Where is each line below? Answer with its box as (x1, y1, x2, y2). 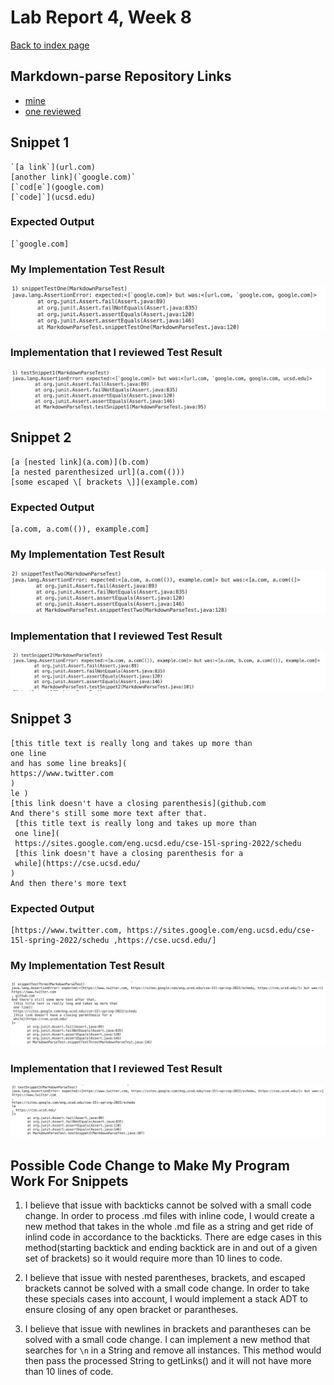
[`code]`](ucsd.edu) (10, 192, 97, 202)
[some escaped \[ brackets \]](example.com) (10, 477, 199, 487)
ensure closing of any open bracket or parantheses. (24, 1304, 239, 1316)
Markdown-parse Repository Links (10, 68, 232, 85)
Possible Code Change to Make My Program (10, 1157, 290, 1174)
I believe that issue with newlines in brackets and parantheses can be (24, 1323, 312, 1335)
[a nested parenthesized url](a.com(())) (10, 467, 186, 477)
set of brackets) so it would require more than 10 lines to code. (24, 1252, 283, 1265)
